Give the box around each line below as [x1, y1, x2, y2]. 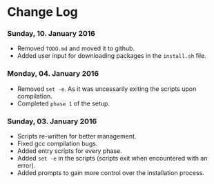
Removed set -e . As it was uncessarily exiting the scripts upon [17, 84, 197, 93]
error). [17, 161, 36, 170]
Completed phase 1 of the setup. [17, 99, 110, 108]
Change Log [7, 4, 78, 20]
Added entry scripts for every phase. [17, 147, 122, 155]
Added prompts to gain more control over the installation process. [17, 169, 205, 177]
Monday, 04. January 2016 [7, 69, 99, 79]
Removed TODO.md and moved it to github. [17, 44, 135, 52]
